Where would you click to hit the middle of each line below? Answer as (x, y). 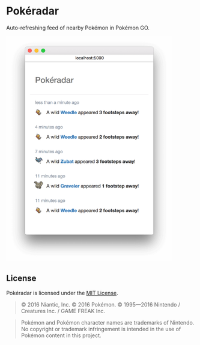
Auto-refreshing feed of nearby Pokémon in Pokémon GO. (78, 28)
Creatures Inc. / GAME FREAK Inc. (63, 311)
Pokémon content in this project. (61, 335)
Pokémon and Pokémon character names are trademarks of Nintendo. (108, 322)
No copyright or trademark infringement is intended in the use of (101, 329)
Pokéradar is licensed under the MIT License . (62, 293)
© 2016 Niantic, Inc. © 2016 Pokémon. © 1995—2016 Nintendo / (101, 304)
